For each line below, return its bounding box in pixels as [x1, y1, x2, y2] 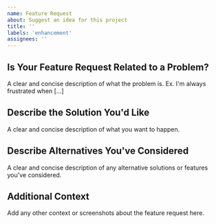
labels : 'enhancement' [7, 29, 72, 37]
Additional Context [7, 190, 89, 202]
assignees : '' [7, 36, 48, 43]
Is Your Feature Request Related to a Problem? [7, 61, 209, 73]
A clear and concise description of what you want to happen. [7, 125, 180, 133]
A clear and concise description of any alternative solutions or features [7, 163, 208, 172]
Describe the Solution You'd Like [7, 107, 150, 119]
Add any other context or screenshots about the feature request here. [7, 209, 205, 217]
